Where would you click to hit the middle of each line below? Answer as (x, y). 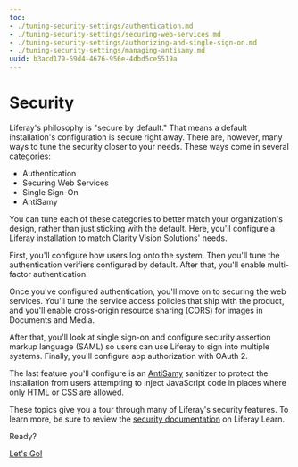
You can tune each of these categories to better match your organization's (146, 218)
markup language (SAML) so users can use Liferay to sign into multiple (140, 346)
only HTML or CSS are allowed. (67, 392)
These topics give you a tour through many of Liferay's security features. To (149, 409)
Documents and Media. (52, 320)
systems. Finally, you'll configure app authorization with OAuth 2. (128, 356)
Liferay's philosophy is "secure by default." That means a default (128, 127)
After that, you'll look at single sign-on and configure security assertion (140, 337)
